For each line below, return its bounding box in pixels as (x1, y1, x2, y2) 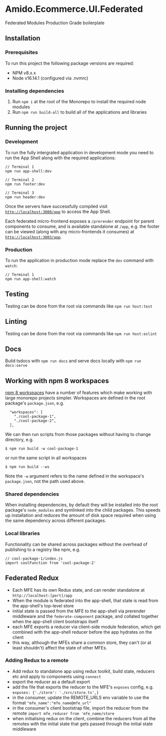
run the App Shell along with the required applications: (5, 155, 116, 161)
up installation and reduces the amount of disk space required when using (5, 513, 157, 519)
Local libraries (5, 530, 41, 537)
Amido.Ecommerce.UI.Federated (5, 3, 143, 15)
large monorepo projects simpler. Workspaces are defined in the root (5, 395, 146, 401)
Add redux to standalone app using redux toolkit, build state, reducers (12, 668, 155, 674)
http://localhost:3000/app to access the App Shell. (5, 209, 111, 215)
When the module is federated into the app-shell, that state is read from (12, 597, 159, 604)
